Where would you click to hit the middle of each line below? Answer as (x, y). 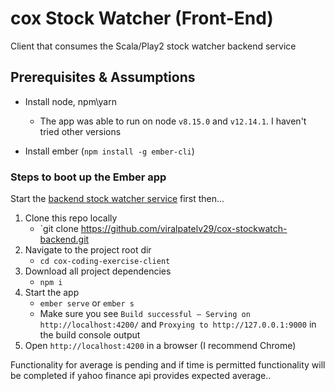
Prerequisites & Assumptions (103, 77)
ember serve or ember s (87, 303)
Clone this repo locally (71, 218)
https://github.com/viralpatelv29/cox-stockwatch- (184, 229)
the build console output (90, 335)
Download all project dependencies (98, 271)
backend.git (64, 239)
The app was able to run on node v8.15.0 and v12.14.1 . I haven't (173, 121)
